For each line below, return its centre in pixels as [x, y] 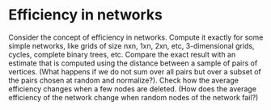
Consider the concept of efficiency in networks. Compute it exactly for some [136, 37]
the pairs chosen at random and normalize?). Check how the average [123, 80]
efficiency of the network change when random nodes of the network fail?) [133, 97]
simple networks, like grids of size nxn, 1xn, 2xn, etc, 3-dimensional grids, [131, 45]
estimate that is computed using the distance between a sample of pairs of [133, 63]
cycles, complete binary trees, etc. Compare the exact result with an [122, 54]
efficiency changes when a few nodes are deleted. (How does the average [133, 89]
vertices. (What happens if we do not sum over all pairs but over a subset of [135, 71]
